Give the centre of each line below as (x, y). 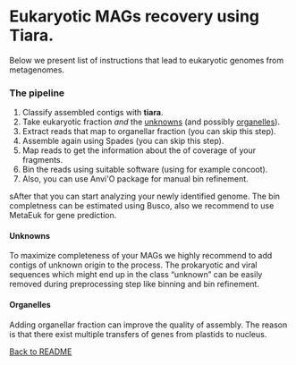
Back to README (41, 352)
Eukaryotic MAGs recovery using (135, 17)
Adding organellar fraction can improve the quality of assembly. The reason (148, 325)
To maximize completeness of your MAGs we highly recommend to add (141, 256)
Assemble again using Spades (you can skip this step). (123, 141)
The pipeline (37, 93)
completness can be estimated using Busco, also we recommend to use (142, 206)
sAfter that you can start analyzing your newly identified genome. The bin (144, 196)
